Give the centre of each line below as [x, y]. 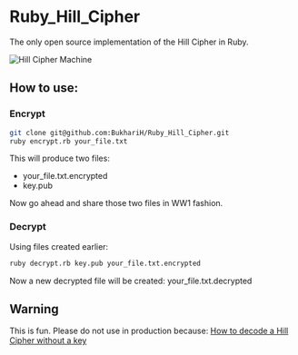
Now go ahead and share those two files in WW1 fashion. [116, 203]
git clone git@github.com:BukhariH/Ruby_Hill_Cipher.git [119, 133]
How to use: [44, 88]
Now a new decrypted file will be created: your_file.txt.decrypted [131, 281]
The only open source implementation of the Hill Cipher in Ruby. [129, 42]
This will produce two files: [60, 158]
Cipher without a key [48, 340]
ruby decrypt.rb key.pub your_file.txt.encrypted [105, 263]
